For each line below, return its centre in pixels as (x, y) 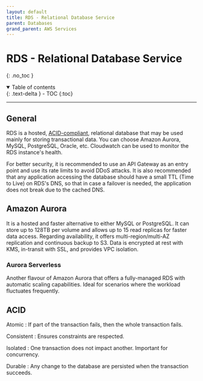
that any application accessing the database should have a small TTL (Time (100, 177)
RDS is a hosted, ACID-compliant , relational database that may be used (95, 133)
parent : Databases (29, 23)
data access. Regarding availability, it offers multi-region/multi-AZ (88, 236)
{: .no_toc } (20, 76)
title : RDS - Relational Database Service (60, 18)
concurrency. (23, 354)
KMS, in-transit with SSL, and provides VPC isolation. (72, 249)
